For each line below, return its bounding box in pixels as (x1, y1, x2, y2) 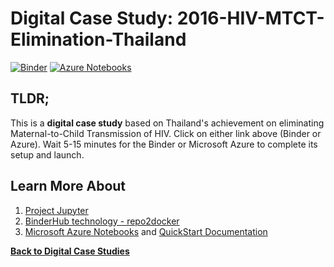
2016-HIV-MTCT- (176, 7, 325, 30)
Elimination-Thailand (10, 28, 187, 51)
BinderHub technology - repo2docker (24, 215, 180, 227)
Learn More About (10, 178, 127, 195)
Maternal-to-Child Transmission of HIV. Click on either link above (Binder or (10, 127, 322, 139)
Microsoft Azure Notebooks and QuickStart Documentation (24, 225, 268, 237)
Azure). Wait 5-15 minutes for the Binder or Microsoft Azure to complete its (10, 138, 318, 150)
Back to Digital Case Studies (10, 245, 130, 257)
